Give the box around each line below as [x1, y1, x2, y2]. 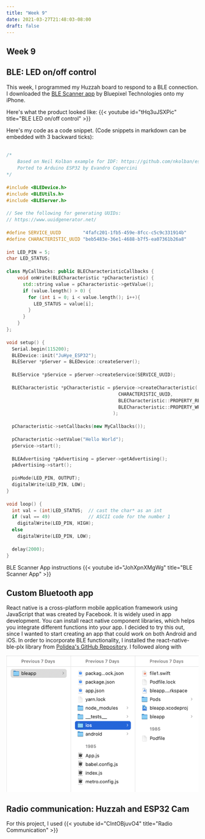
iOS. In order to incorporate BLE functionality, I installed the [6, 637, 156, 644]
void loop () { [6, 501, 43, 507]
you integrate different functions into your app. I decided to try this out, [6, 623, 185, 631]
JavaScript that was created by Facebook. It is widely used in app [6, 611, 172, 618]
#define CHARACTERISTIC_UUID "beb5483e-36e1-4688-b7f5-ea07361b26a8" [6, 236, 187, 242]
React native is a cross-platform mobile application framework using [6, 604, 178, 612]
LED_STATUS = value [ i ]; [33, 301, 95, 307]
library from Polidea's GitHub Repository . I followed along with [25, 643, 182, 650]
